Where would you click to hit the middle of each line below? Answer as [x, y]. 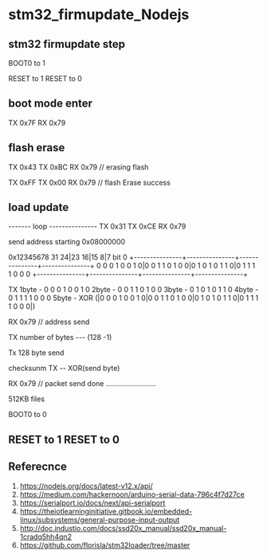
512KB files [27, 399]
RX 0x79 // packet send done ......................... [82, 384]
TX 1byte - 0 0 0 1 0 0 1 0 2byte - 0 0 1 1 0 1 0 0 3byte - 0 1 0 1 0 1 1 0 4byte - [133, 290]
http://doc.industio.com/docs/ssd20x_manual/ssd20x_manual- [123, 528]
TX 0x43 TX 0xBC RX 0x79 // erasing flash [79, 167]
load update [39, 207]
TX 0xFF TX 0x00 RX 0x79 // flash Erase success [90, 182]
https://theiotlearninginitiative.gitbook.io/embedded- [106, 511]
